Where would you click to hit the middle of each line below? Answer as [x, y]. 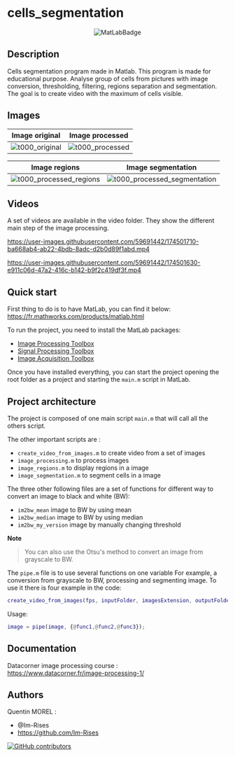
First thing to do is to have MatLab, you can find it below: [89, 309]
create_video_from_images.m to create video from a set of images [111, 453]
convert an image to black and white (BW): [69, 496]
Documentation [42, 649]
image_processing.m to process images [73, 460]
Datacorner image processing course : [63, 665]
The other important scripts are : [54, 439]
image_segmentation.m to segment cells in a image [89, 475]
